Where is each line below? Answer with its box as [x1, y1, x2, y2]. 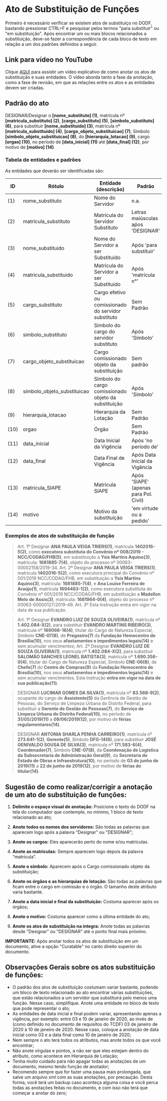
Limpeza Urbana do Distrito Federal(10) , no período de [17, 711, 132, 717]
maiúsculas [131, 215, 158, 222]
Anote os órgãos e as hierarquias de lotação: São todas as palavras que [12, 878, 162, 884]
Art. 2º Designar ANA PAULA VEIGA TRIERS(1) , [59, 565, 157, 571]
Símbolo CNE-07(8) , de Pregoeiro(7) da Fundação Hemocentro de [17, 632, 156, 638]
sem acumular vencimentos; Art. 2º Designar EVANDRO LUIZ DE [17, 643, 150, 649]
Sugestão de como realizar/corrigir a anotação [5, 783, 153, 791]
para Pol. [131, 490, 153, 497]
